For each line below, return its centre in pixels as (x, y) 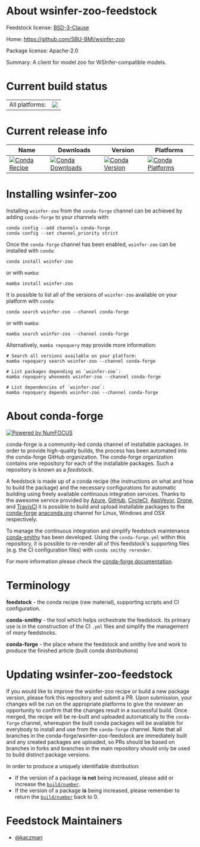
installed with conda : (31, 250)
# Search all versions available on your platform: (71, 356)
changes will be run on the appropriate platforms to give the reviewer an (95, 704)
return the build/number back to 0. (57, 797)
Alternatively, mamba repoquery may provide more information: (81, 345)
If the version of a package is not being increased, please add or (94, 778)
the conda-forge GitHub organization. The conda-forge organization (90, 457)
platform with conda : (31, 301)
